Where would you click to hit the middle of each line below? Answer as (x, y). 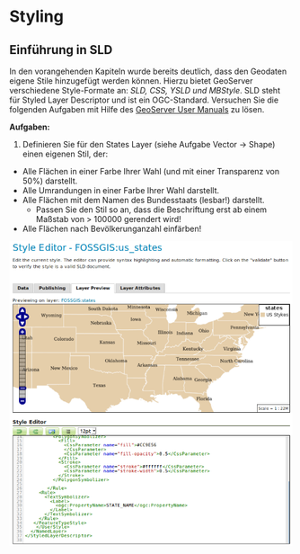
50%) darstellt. (50, 181)
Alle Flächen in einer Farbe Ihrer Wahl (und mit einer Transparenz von (151, 171)
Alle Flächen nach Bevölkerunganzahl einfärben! (112, 228)
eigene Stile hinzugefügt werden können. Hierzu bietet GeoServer (131, 81)
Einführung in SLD (61, 50)
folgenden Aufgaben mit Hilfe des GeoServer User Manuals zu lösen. (137, 109)
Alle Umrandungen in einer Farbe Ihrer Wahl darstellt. (121, 190)
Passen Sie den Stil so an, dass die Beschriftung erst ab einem (151, 210)
